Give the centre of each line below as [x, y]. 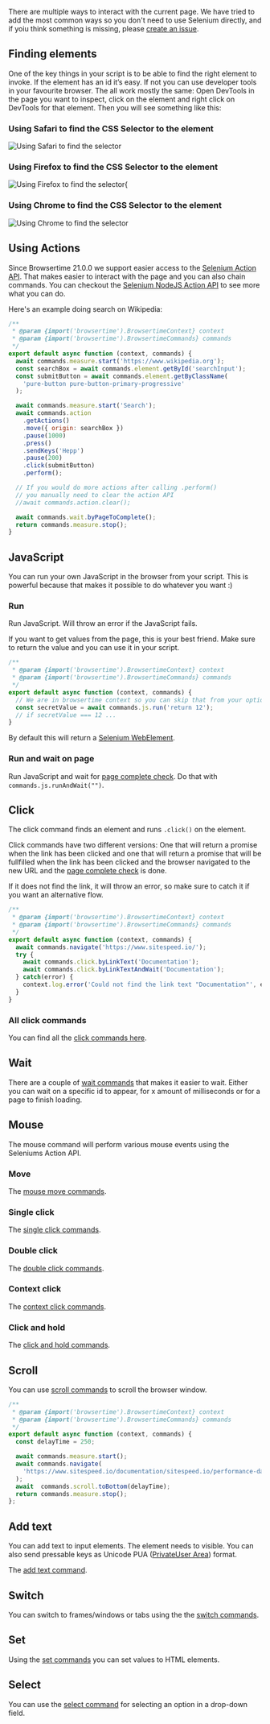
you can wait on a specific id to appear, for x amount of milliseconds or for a [135, 1091]
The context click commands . [57, 1306]
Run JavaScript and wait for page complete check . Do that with [113, 776]
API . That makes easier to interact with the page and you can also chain [127, 276]
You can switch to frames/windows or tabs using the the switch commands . [134, 1614]
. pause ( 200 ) [43, 458]
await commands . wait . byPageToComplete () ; [86, 517]
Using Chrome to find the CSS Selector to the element [115, 205]
